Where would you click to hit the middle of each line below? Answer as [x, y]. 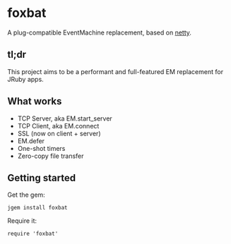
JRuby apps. [25, 79]
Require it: [22, 221]
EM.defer [31, 141]
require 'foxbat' [33, 234]
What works [35, 101]
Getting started [42, 178]
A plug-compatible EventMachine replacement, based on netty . [100, 32]
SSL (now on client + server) [59, 133]
